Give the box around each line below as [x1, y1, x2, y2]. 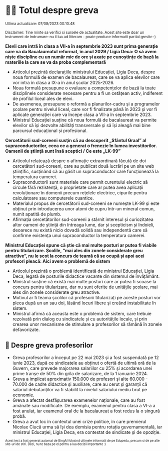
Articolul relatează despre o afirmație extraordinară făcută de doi [12, 158, 146, 164]
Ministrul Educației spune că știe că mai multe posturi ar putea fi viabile [5, 242, 157, 248]
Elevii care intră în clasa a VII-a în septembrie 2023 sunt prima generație [5, 43, 158, 49]
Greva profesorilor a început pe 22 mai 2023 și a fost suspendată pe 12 [12, 354, 159, 361]
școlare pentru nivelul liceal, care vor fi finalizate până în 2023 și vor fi [12, 106, 157, 112]
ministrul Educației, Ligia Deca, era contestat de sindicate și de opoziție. [12, 429, 161, 435]
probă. [12, 413, 26, 419]
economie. [12, 392, 34, 398]
